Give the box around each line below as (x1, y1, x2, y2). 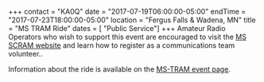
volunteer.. (8, 49, 44, 58)
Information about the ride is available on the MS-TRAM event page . (8, 64, 231, 74)
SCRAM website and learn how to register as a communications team (8, 41, 235, 50)
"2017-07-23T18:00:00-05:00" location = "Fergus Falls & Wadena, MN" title (8, 15, 256, 25)
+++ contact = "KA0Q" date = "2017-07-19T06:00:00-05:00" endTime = (8, 7, 247, 16)
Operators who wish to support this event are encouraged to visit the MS (8, 32, 247, 41)
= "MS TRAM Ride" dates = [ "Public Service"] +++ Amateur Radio (8, 24, 226, 33)
